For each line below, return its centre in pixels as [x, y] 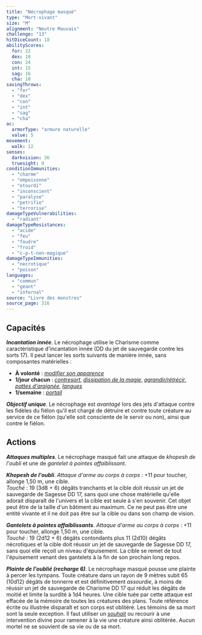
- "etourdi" [27, 186]
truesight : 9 [28, 163]
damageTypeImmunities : [35, 259]
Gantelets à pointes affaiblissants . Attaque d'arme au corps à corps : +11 [99, 525]
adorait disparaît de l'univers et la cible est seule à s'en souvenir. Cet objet [99, 501]
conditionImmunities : [33, 169]
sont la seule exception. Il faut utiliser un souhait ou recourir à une [88, 613]
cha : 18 [21, 79]
